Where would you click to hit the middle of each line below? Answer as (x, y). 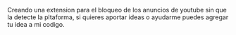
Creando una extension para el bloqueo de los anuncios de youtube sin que (117, 10)
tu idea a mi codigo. (36, 24)
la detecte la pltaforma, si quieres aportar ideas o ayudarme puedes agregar (118, 17)
